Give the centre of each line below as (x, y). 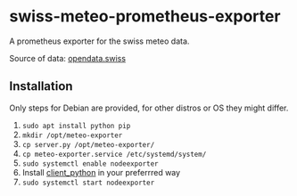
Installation (41, 86)
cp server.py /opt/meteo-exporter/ (88, 144)
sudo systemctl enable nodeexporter (90, 163)
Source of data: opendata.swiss (68, 58)
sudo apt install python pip (76, 126)
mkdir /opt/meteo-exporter (72, 135)
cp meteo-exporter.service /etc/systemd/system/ (114, 154)
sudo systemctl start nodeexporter (88, 183)
